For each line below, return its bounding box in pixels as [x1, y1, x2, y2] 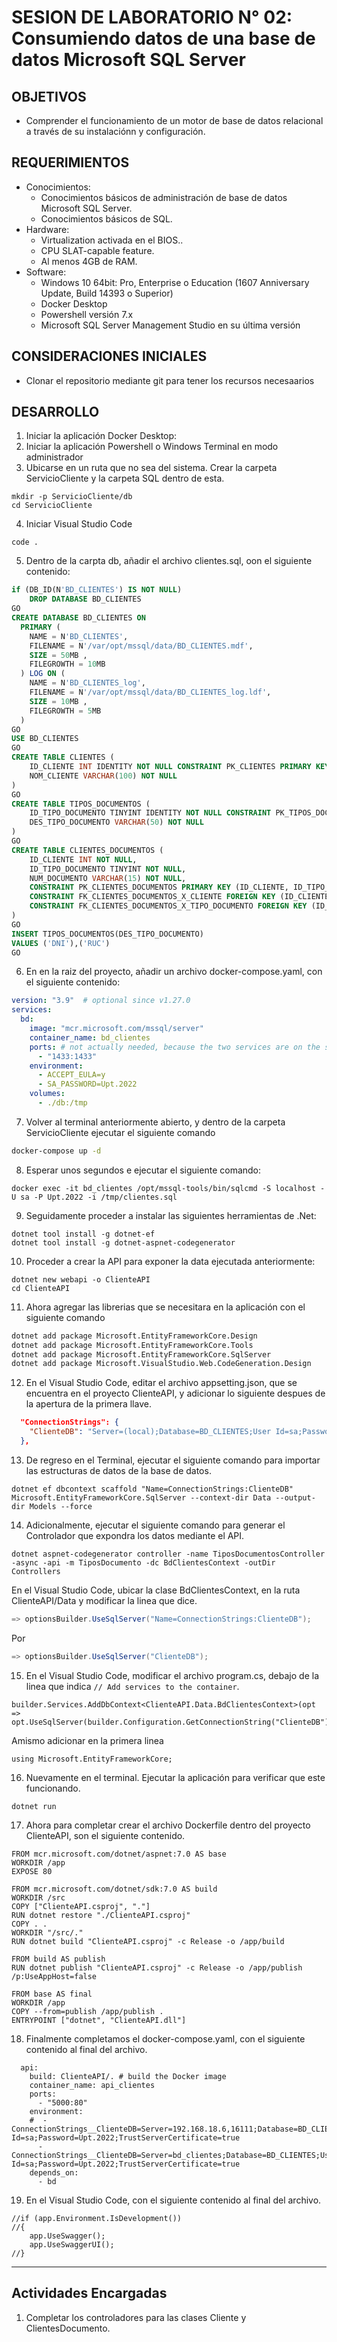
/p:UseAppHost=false [11, 1971, 98, 1981]
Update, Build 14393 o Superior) [40, 287, 174, 299]
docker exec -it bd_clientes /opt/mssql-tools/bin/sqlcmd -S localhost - [11, 1183, 326, 1193]
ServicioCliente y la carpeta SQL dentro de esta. [25, 472, 225, 485]
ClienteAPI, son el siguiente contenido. [25, 1829, 186, 1841]
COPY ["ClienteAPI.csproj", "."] [11, 1901, 151, 1911]
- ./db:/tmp [37, 1098, 88, 1108]
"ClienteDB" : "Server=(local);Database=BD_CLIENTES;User [29, 1427, 272, 1437]
